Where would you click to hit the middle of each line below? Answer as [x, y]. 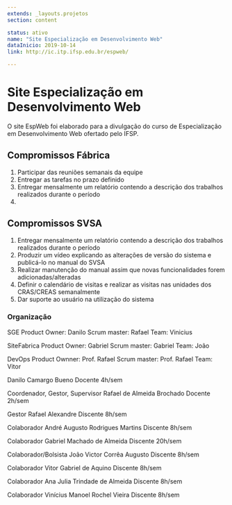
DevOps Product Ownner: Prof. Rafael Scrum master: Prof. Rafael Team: [110, 359]
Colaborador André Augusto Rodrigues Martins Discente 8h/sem [100, 427]
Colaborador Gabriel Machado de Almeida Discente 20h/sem [94, 440]
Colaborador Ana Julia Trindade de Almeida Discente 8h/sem [95, 481]
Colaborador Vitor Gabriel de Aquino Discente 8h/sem [84, 468]
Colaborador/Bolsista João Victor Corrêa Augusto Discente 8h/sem [103, 454]
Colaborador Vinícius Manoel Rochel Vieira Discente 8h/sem [93, 495]
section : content [32, 20]
